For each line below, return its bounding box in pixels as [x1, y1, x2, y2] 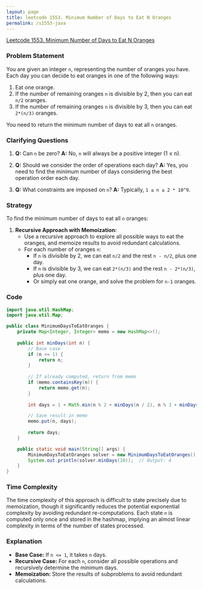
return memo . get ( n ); [38, 385, 91, 391]
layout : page [6, 8, 39, 15]
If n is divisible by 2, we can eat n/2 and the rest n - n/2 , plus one [33, 252, 197, 260]
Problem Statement [6, 52, 65, 60]
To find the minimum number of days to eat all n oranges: [6, 215, 149, 222]
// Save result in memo [28, 413, 88, 419]
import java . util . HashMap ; [6, 306, 74, 313]
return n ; [38, 357, 63, 363]
